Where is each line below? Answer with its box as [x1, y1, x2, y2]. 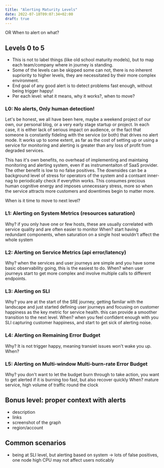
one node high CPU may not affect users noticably [12, 457, 114, 463]
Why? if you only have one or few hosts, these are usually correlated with [5, 221, 153, 227]
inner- [147, 173, 160, 178]
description [12, 409, 35, 415]
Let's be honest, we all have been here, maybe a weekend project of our [5, 116, 151, 122]
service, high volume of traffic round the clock [5, 382, 99, 388]
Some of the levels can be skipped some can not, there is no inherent [12, 67, 153, 73]
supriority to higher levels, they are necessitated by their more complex [12, 72, 156, 78]
